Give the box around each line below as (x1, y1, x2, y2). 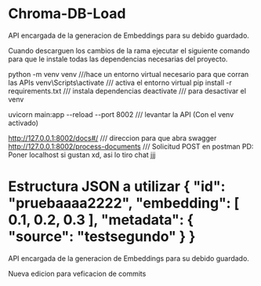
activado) (8, 118, 39, 127)
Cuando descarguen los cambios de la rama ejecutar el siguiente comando (8, 46, 251, 55)
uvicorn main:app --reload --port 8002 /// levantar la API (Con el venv (8, 109, 234, 119)
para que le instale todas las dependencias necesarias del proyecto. (8, 54, 228, 64)
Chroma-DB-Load (8, 5, 126, 23)
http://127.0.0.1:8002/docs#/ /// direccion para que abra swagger (8, 133, 217, 142)
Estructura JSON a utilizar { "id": (8, 178, 226, 196)
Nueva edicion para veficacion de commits (8, 269, 147, 278)
